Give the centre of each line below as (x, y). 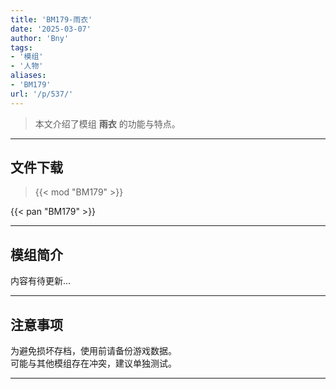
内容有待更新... (41, 281)
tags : (21, 47)
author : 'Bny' (40, 38)
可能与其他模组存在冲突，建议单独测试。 (93, 363)
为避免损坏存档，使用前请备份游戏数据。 (93, 351)
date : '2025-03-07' (51, 29)
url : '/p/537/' (42, 94)
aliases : (28, 76)
